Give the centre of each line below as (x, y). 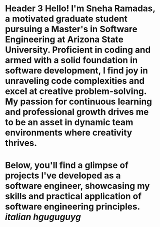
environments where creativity (69, 133)
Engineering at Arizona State (64, 40)
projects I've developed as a (63, 176)
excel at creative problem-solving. (76, 91)
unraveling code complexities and (75, 81)
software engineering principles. (72, 207)
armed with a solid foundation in (71, 60)
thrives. (21, 143)
